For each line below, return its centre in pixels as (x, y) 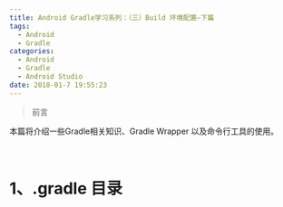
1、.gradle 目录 (66, 188)
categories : (32, 52)
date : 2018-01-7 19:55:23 (58, 85)
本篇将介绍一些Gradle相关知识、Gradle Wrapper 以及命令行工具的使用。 (144, 131)
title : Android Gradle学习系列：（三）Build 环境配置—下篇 (112, 18)
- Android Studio (50, 77)
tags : (20, 26)
